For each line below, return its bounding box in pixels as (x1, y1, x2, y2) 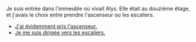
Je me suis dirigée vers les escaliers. (14, 29, 106, 36)
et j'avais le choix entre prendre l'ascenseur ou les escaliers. (6, 11, 154, 18)
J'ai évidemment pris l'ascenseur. (14, 23, 97, 30)
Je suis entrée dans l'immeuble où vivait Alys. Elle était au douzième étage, (6, 5, 190, 12)
